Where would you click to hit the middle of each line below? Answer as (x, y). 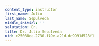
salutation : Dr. (21, 27)
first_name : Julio (24, 14)
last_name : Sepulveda (27, 18)
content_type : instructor (31, 9)
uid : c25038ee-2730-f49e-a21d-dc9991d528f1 (50, 36)
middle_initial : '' (25, 23)
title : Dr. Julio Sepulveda (33, 32)
